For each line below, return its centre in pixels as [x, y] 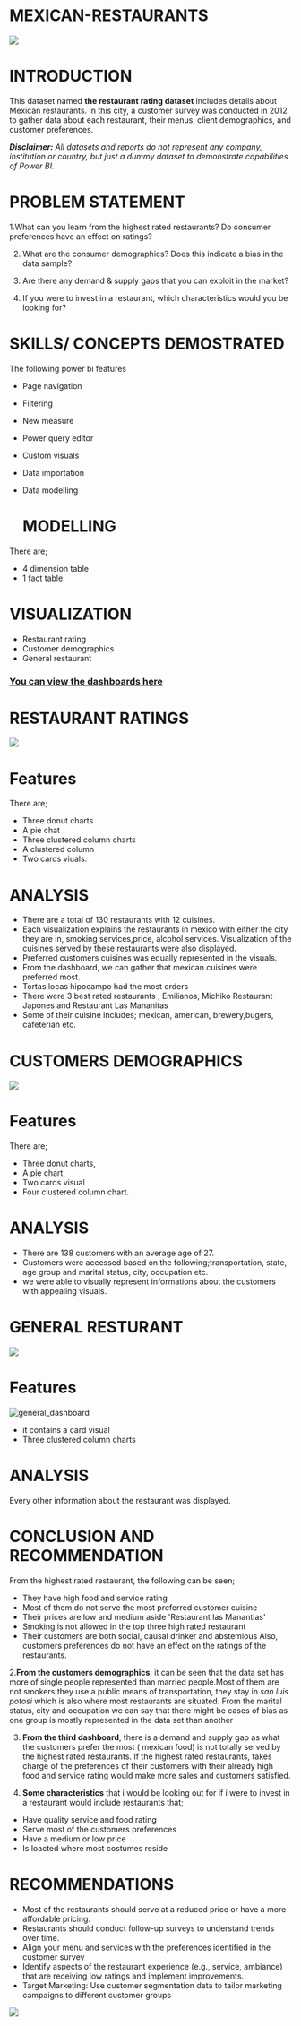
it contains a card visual [66, 1430]
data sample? [47, 263]
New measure [48, 420]
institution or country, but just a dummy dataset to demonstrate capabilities [149, 156]
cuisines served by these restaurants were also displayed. [129, 948]
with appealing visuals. [64, 1291]
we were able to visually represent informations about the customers [149, 1281]
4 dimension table [56, 568]
